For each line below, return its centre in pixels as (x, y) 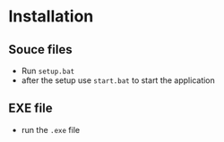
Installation (51, 17)
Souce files (40, 50)
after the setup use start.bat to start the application (118, 80)
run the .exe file (51, 129)
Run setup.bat (48, 71)
